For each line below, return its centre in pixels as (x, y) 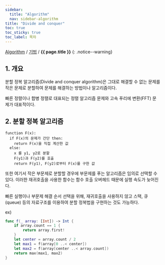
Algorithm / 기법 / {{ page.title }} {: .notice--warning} (59, 52)
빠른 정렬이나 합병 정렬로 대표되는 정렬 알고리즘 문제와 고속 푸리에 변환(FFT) (78, 98)
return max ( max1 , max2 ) (38, 253)
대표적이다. (25, 104)
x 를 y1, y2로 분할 (32, 153)
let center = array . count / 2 (45, 239)
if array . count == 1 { (37, 226)
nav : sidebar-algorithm (34, 19)
